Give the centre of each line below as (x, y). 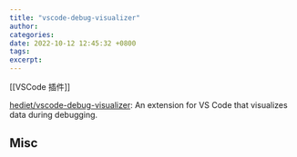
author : (24, 26)
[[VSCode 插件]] (40, 87)
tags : (20, 52)
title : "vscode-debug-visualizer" (75, 18)
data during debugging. (54, 115)
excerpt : (26, 60)
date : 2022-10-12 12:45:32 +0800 (73, 43)
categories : (32, 34)
